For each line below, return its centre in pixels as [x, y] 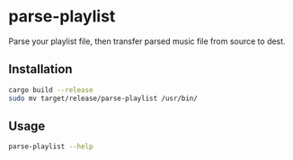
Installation [40, 69]
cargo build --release [51, 90]
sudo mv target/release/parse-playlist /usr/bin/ [103, 98]
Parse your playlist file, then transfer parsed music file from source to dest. [147, 41]
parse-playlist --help [51, 147]
